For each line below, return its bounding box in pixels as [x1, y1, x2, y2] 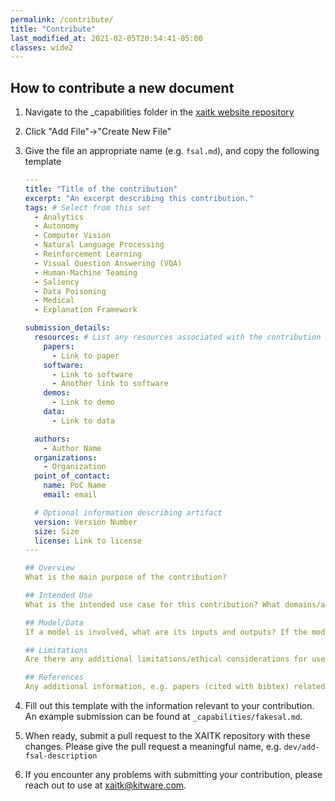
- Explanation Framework [34, 305, 138, 315]
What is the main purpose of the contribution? [24, 572, 227, 583]
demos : [43, 388, 71, 398]
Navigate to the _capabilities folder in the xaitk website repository [24, 106, 295, 118]
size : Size [34, 526, 80, 536]
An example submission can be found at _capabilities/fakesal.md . [24, 711, 303, 723]
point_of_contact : [34, 471, 111, 481]
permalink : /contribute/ [10, 14, 114, 25]
